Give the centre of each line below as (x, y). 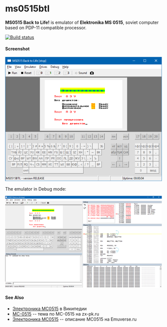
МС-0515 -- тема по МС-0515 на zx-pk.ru (56, 314)
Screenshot (17, 49)
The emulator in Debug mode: (36, 189)
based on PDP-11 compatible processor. (46, 27)
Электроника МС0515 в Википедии (49, 309)
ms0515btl (27, 9)
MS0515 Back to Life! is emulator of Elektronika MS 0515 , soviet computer (82, 22)
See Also (14, 297)
